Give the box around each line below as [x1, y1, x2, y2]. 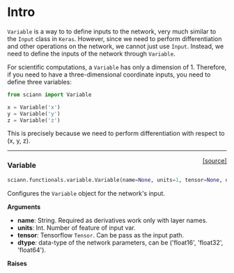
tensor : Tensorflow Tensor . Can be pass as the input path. [17, 231, 185, 239]
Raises [7, 259, 28, 267]
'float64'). [17, 245, 47, 254]
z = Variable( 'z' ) [7, 116, 61, 124]
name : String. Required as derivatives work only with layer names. [17, 216, 208, 224]
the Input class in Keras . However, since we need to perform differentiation [7, 34, 222, 42]
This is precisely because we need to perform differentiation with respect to [7, 130, 225, 138]
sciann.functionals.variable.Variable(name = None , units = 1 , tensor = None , [7, 176, 223, 183]
